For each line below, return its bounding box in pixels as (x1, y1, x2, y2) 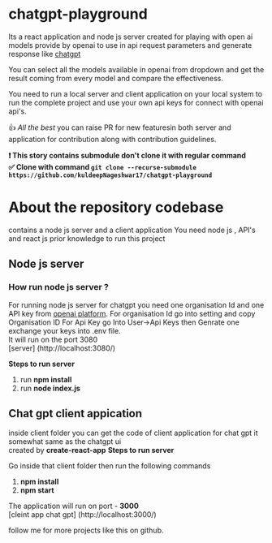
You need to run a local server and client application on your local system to (8, 88, 262, 98)
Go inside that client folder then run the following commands (8, 461, 211, 471)
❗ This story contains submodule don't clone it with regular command (8, 150, 246, 160)
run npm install (19, 374, 72, 384)
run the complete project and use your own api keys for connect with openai (8, 97, 264, 107)
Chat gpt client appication (8, 407, 143, 420)
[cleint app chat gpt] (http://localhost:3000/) (8, 510, 157, 519)
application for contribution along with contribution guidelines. (8, 134, 217, 144)
